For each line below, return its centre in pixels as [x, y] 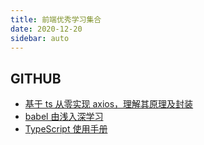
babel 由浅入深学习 [64, 117]
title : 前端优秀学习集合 [56, 19]
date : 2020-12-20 [46, 29]
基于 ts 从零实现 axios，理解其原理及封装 [109, 104]
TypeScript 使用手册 [66, 129]
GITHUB [36, 78]
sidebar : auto [40, 38]
